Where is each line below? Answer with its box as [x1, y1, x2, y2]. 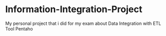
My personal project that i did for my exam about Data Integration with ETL [5, 20, 161, 26]
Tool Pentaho [5, 25, 33, 31]
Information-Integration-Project [5, 4, 143, 15]
